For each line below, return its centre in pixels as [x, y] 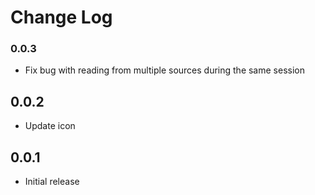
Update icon [50, 126]
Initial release [52, 182]
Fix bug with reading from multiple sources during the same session [164, 70]
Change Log [61, 17]
